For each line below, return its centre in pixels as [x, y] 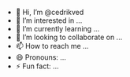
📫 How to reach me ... [52, 46]
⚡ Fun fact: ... [37, 66]
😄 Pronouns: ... [41, 57]
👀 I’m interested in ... [49, 20]
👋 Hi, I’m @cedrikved [50, 12]
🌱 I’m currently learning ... [58, 29]
